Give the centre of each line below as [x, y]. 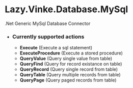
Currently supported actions [48, 37]
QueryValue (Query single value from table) [66, 58]
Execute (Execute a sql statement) [56, 48]
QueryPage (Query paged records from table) [68, 80]
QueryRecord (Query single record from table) [69, 69]
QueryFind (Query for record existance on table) [71, 64]
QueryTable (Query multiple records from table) [70, 75]
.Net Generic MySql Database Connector [48, 23]
